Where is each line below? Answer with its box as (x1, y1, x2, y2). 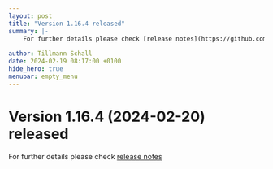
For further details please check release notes (8, 151, 162, 161)
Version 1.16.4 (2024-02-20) (8, 107, 206, 126)
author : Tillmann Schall (8, 50, 93, 58)
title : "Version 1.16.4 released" (8, 19, 126, 28)
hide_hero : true (8, 65, 63, 73)
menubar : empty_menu (8, 72, 79, 80)
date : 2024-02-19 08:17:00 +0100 (8, 58, 122, 66)
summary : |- (8, 27, 49, 35)
